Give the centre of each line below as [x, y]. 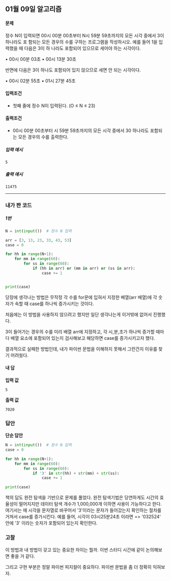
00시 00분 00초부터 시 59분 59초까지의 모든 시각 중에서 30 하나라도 [81, 131]
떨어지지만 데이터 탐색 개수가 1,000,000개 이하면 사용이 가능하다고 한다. [90, 504]
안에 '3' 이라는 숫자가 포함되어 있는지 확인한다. [51, 523]
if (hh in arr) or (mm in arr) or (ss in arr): [84, 269]
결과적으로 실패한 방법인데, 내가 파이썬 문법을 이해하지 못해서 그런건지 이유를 [81, 349]
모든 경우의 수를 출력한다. [43, 137]
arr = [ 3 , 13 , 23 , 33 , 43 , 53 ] [38, 240]
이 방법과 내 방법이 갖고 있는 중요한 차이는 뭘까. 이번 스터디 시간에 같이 [75, 549]
